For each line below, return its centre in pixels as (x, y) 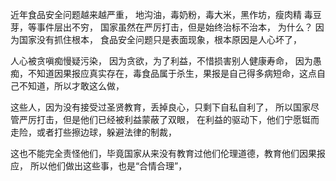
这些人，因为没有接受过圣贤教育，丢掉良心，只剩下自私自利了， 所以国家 (160, 107)
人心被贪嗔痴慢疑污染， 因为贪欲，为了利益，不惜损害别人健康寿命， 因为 (161, 61)
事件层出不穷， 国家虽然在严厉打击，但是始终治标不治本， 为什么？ (174, 27)
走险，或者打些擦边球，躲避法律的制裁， (93, 132)
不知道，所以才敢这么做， (71, 86)
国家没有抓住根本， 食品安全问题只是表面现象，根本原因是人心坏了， (160, 39)
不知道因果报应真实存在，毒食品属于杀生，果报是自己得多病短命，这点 (172, 73)
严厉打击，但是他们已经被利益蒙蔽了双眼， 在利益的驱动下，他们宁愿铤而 (169, 119)
